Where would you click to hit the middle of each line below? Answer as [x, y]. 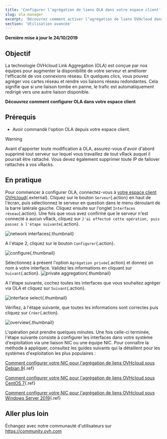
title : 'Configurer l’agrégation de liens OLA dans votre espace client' [83, 10]
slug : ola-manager [24, 14]
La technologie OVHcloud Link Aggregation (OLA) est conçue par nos [76, 66]
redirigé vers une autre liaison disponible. [47, 92]
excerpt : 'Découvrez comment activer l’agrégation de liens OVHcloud [79, 19]
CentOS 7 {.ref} [20, 383]
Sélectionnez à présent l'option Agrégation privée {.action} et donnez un [79, 263]
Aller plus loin [27, 414]
